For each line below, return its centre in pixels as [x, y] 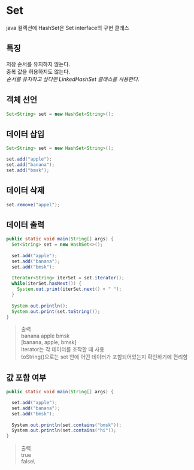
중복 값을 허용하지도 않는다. [38, 71]
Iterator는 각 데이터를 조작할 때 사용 [63, 350]
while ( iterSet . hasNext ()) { [47, 284]
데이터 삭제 [25, 190]
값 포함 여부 [26, 377]
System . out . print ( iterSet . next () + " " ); [69, 289]
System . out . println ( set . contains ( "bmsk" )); [66, 425]
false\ [28, 462]
